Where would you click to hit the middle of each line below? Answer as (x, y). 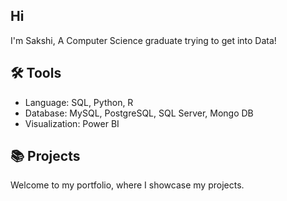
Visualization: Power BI (72, 123)
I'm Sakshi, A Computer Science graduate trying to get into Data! (143, 40)
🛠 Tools (36, 73)
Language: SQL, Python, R (79, 102)
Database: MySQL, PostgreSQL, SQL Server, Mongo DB (139, 113)
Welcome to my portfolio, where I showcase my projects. (127, 185)
